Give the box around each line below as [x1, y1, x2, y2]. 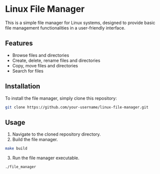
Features [5, 39, 33, 48]
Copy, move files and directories [12, 62, 78, 68]
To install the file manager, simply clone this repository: [5, 95, 117, 101]
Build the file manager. [12, 137, 58, 143]
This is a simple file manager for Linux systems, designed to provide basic [5, 20, 156, 26]
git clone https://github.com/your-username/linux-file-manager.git [5, 105, 149, 110]
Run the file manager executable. [12, 155, 80, 161]
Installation [5, 82, 40, 90]
